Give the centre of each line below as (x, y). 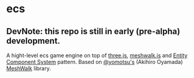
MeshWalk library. (29, 68)
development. (33, 41)
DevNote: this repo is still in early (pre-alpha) (93, 31)
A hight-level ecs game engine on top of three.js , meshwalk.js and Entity (97, 55)
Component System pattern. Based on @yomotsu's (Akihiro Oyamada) (95, 62)
